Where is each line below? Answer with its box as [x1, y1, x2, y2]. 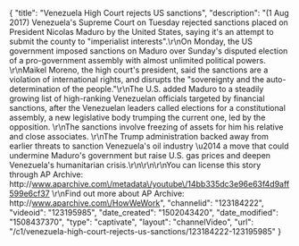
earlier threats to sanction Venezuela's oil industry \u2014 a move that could [9, 140, 289, 151]
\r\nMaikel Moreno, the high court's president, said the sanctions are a [9, 64, 269, 75]
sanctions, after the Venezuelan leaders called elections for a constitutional [9, 103, 286, 113]
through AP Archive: [9, 169, 84, 180]
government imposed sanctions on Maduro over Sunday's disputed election [9, 46, 288, 56]
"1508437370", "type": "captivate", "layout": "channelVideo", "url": [9, 216, 254, 227]
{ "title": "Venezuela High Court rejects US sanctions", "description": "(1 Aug [9, 8, 290, 18]
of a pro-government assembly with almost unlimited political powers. [9, 55, 266, 65]
